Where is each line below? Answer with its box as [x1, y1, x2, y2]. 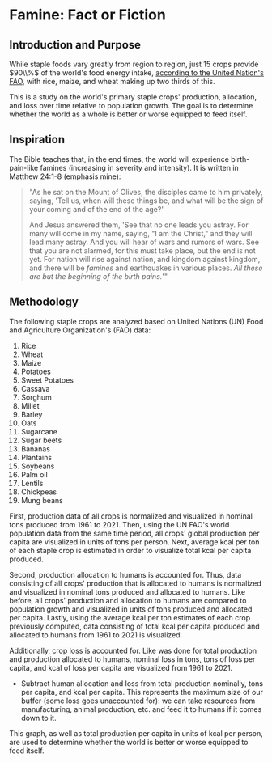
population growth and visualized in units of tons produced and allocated [9, 604, 253, 614]
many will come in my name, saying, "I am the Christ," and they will [28, 228, 253, 238]
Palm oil [20, 469, 48, 479]
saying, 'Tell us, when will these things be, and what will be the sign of [28, 196, 264, 205]
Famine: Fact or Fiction [9, 6, 167, 24]
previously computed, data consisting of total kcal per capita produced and [9, 621, 260, 631]
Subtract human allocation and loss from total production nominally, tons [20, 678, 264, 688]
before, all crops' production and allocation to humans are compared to [9, 595, 247, 605]
